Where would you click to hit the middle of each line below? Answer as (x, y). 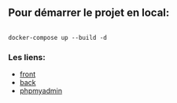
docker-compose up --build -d (58, 37)
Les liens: (27, 57)
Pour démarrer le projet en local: (89, 13)
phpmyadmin (41, 91)
